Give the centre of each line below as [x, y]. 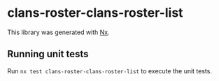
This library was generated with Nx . [58, 32]
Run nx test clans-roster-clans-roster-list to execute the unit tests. [109, 71]
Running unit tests [48, 54]
